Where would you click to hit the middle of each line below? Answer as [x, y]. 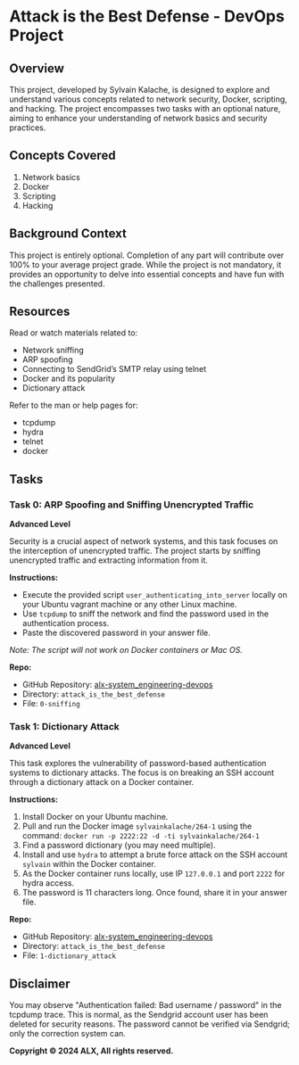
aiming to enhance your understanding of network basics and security [138, 118]
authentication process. [66, 623]
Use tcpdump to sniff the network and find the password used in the [145, 614]
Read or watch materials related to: [74, 333]
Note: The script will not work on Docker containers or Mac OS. [126, 650]
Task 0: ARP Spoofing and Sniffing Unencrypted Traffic [132, 504]
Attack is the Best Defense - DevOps [147, 17]
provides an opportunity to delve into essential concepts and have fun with [147, 274]
